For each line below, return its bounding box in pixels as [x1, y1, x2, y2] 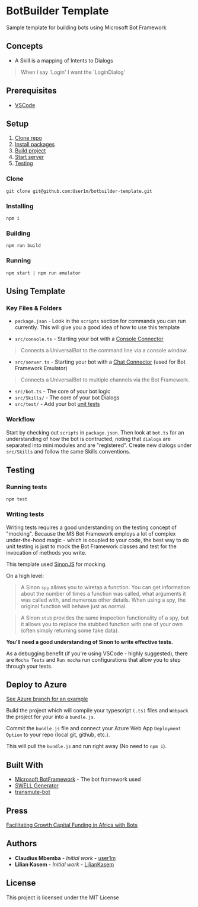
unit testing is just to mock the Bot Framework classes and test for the [6, 543, 177, 550]
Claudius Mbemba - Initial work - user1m [14, 854, 116, 861]
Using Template [6, 286, 66, 296]
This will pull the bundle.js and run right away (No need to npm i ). [6, 743, 167, 750]
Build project [14, 147, 46, 154]
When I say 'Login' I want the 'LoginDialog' [20, 68, 126, 76]
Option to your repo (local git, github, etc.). [6, 731, 110, 739]
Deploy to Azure [6, 680, 67, 690]
